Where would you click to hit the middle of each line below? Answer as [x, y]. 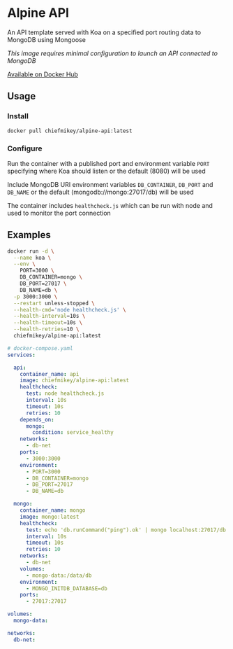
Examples [29, 235]
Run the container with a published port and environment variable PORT [108, 163]
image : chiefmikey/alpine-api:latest [75, 381]
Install [18, 116]
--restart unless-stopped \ [54, 303]
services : [22, 355]
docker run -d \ [31, 251]
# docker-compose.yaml [40, 348]
